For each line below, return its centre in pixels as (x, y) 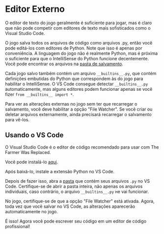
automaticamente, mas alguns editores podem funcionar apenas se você (79, 89)
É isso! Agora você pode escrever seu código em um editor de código (76, 221)
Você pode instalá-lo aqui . (32, 162)
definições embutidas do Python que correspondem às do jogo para (74, 78)
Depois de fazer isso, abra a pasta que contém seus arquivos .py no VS (78, 181)
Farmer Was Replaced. (28, 152)
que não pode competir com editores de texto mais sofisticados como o (78, 28)
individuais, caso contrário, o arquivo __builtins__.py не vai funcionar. (77, 192)
